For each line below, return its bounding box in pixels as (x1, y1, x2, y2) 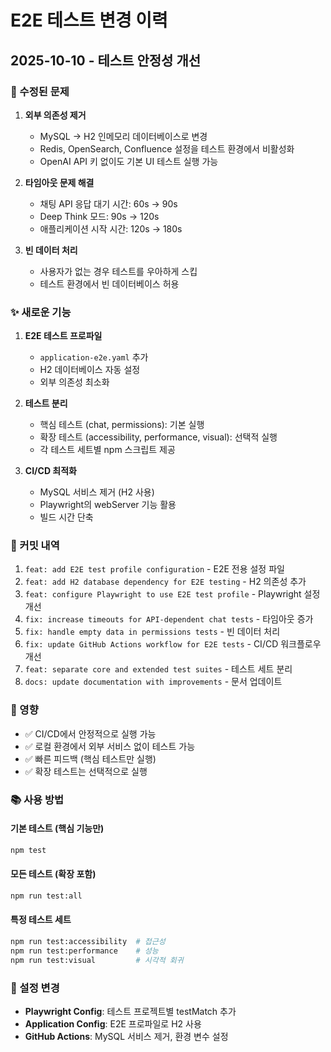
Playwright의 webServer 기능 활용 (39, 499, 177, 511)
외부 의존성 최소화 (39, 376, 110, 388)
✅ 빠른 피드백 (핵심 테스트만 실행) (24, 752, 157, 765)
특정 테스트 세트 (10, 914, 72, 926)
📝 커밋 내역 (10, 539, 60, 553)
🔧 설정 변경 (10, 981, 60, 995)
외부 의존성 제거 (24, 109, 87, 121)
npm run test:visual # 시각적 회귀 (10, 955, 184, 965)
